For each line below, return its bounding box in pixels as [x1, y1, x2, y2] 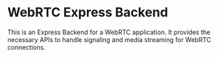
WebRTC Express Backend [7, 4, 169, 21]
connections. [7, 43, 46, 51]
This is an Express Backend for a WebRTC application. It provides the [7, 28, 211, 36]
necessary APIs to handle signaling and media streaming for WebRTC [7, 35, 212, 43]
